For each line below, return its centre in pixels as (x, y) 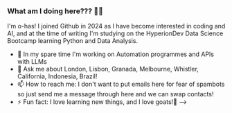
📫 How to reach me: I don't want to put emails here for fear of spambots (121, 84)
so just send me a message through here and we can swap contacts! (115, 94)
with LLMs (32, 62)
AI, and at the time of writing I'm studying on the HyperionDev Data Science (115, 33)
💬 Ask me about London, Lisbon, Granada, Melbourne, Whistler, (108, 69)
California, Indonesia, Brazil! (57, 76)
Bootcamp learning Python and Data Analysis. (73, 41)
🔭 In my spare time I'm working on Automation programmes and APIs (116, 54)
